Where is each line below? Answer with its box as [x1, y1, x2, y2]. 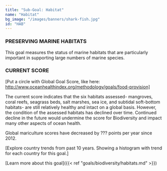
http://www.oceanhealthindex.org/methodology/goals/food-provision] [5, 84, 150, 90]
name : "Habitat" [5, 12, 39, 17]
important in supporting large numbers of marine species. [5, 55, 125, 61]
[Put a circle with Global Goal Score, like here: [5, 78, 100, 84]
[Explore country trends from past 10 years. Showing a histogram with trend [5, 145, 162, 151]
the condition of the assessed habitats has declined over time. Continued [5, 109, 157, 115]
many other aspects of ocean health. [5, 120, 81, 126]
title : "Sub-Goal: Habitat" [5, 7, 64, 13]
